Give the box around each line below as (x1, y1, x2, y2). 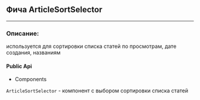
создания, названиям (6, 49, 61, 56)
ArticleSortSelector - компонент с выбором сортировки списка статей (6, 87, 189, 94)
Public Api (6, 62, 32, 70)
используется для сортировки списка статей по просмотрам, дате (6, 43, 177, 50)
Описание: (6, 29, 39, 37)
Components (14, 76, 47, 83)
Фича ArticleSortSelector (6, 5, 102, 15)
